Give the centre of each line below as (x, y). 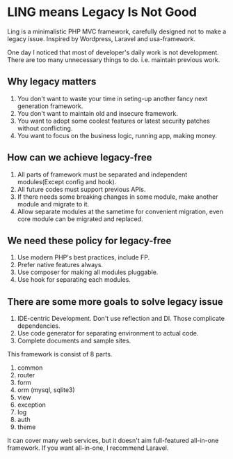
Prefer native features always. (60, 265)
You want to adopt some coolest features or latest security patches (113, 121)
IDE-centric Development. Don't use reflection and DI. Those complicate (121, 319)
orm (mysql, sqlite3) (46, 390)
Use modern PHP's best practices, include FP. (83, 257)
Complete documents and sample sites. (74, 341)
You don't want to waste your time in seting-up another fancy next (112, 98)
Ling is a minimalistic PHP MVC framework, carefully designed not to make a (117, 31)
